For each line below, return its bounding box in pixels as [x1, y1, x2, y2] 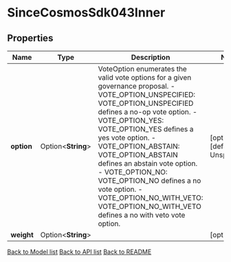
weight [10, 230, 34, 239]
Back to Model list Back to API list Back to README [7, 248, 152, 256]
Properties [7, 32, 54, 44]
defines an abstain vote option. [98, 159, 198, 168]
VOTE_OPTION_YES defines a [98, 124, 194, 133]
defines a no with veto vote [98, 210, 186, 219]
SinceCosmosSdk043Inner [7, 5, 166, 21]
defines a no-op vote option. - [98, 107, 197, 116]
